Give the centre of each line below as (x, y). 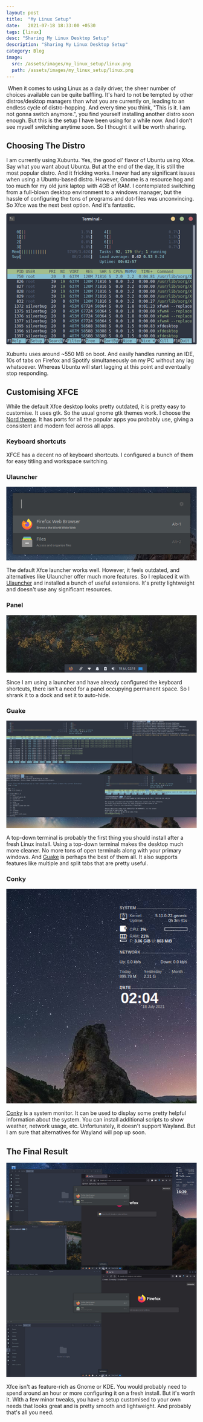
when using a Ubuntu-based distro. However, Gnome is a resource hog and (100, 180)
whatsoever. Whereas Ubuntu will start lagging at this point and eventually (99, 366)
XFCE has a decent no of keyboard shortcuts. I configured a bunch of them (100, 455)
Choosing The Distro (46, 145)
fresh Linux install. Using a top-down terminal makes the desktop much (95, 844)
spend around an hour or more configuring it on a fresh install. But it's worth (101, 1393)
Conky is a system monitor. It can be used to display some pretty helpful (96, 1113)
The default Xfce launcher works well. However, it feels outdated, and (93, 570)
